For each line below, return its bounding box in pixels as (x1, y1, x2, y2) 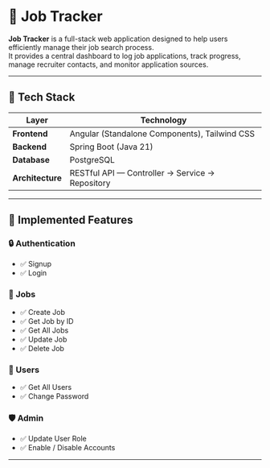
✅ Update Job (19, 334, 67, 344)
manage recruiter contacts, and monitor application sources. (8, 60, 209, 69)
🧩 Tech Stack (8, 90, 76, 104)
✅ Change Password (19, 391, 89, 401)
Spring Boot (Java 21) (69, 141, 154, 152)
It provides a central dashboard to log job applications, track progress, (8, 51, 241, 60)
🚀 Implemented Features (8, 213, 133, 227)
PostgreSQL (69, 154, 115, 165)
